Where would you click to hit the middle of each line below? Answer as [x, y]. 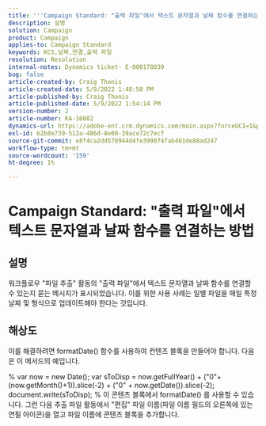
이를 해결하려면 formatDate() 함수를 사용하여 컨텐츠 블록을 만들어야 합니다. [124, 351]
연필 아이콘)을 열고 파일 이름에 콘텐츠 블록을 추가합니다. [94, 414]
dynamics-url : [32, 126]
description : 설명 [37, 23]
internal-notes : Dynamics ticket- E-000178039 [86, 67]
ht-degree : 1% [32, 163]
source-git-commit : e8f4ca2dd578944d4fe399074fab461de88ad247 [113, 141]
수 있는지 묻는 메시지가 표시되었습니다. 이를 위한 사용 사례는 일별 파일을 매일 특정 [133, 293]
